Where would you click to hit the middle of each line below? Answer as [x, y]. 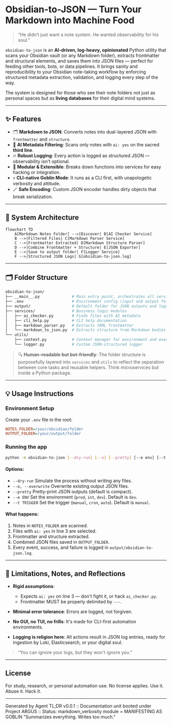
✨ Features [23, 119]
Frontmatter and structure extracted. [51, 536]
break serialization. [33, 197]
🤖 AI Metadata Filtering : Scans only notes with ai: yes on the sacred [86, 144]
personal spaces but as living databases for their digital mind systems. [80, 98]
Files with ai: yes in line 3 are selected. [55, 531]
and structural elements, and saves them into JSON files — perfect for [79, 61]
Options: [15, 469]
